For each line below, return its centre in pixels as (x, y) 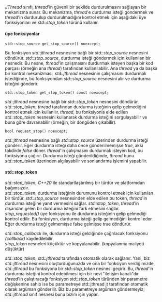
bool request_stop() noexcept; (37, 131)
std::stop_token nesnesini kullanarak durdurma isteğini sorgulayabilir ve (76, 117)
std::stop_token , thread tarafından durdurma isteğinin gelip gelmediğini (76, 107)
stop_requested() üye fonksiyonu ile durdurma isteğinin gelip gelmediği (76, 214)
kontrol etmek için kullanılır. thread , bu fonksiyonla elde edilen (66, 112)
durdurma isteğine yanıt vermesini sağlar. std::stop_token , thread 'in (72, 203)
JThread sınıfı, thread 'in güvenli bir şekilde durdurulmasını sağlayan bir (76, 7)
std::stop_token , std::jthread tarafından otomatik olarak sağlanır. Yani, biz (77, 258)
